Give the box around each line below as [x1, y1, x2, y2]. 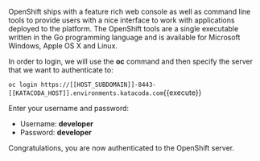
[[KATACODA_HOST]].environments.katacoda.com [8, 89, 163, 97]
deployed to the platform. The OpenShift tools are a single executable [8, 24, 239, 33]
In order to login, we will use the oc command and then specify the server [8, 56, 254, 66]
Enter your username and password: [8, 104, 130, 113]
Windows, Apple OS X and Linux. [8, 41, 118, 51]
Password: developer [19, 128, 93, 137]
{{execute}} [163, 88, 202, 97]
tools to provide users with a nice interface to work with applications [8, 15, 235, 25]
